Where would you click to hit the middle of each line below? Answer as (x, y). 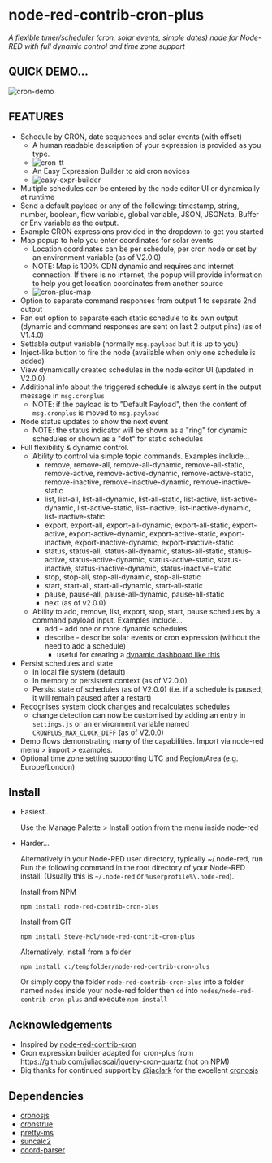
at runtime (37, 197)
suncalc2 (35, 1141)
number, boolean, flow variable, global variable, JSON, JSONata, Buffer (140, 214)
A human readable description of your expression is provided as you (147, 145)
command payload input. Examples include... (107, 620)
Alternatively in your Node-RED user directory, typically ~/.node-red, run (142, 859)
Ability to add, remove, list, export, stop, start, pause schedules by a (146, 611)
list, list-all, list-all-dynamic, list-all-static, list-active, (132, 499)
